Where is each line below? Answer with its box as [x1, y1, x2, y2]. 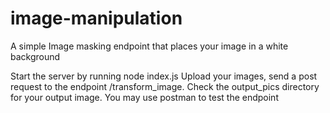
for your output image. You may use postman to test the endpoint [10, 91, 279, 103]
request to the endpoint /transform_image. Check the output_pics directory [10, 80, 320, 92]
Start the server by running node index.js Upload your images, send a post [10, 70, 318, 82]
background [10, 50, 61, 62]
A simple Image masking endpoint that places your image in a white [10, 40, 289, 52]
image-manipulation [10, 7, 183, 30]
